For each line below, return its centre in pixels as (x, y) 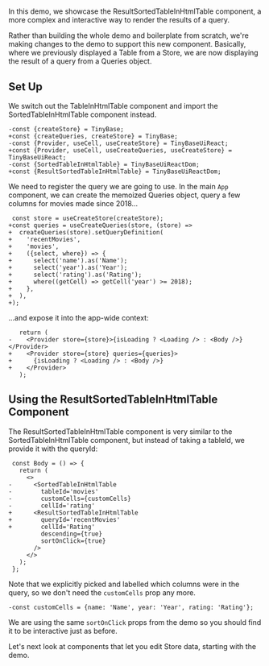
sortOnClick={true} (73, 541)
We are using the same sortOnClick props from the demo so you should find (135, 622)
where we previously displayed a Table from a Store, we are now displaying (134, 53)
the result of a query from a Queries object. (80, 61)
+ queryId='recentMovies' (64, 519)
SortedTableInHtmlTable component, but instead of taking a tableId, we (127, 440)
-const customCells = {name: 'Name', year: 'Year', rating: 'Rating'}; (131, 607)
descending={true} (72, 534)
